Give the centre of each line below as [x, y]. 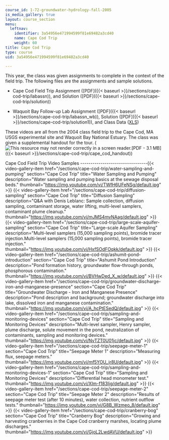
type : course [19, 52]
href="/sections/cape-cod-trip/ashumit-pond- [93, 255]
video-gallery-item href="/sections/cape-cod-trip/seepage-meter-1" [76, 346]
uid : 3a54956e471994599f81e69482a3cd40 [47, 57]
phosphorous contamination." [36, 271]
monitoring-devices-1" [29, 373]
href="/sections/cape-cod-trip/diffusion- [103, 190]
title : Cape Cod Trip [28, 48]
